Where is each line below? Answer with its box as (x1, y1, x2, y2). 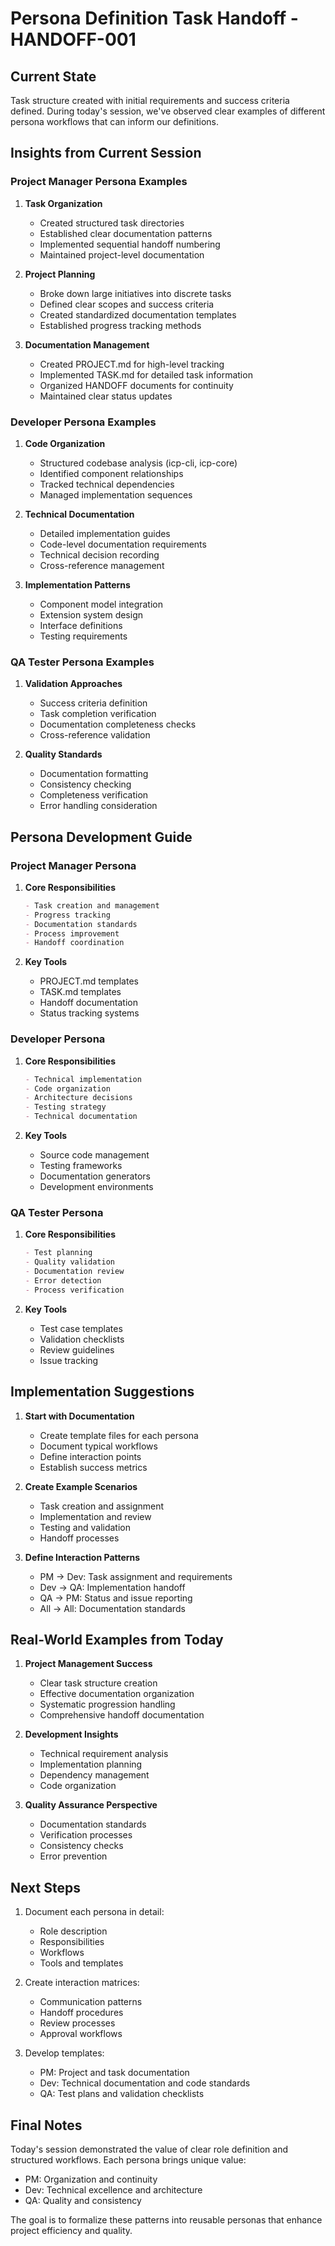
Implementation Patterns (24, 578, 131, 591)
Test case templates (39, 1322, 123, 1334)
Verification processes (39, 1829, 133, 1841)
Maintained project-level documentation (39, 248, 205, 261)
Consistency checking (39, 778, 132, 791)
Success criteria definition (39, 697, 148, 709)
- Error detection (24, 1275, 102, 1286)
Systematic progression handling (39, 1698, 176, 1711)
